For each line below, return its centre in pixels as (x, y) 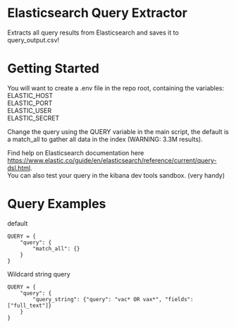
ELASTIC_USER (30, 110)
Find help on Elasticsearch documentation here (76, 152)
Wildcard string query (39, 274)
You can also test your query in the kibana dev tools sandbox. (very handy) (116, 175)
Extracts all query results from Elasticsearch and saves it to (93, 32)
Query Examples (57, 204)
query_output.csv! (33, 40)
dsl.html (19, 168)
